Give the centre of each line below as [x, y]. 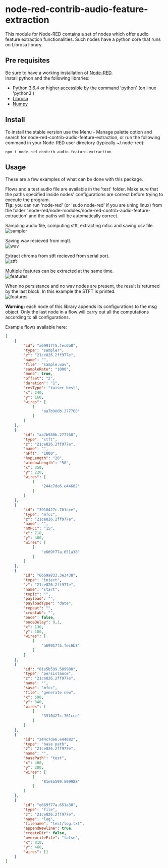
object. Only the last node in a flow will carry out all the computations [77, 312]
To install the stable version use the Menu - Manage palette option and [79, 132]
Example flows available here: [36, 327]
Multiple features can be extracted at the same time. [60, 271]
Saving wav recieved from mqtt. [38, 241]
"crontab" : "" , [39, 613]
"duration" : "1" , [41, 383]
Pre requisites [27, 61]
